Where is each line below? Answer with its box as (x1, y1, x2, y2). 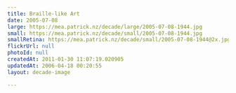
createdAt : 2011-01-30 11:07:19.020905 (7, 56, 124, 63)
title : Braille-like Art (7, 10, 80, 17)
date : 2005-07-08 (7, 17, 58, 24)
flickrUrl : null (7, 43, 55, 50)
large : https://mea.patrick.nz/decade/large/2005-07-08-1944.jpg (7, 23, 202, 30)
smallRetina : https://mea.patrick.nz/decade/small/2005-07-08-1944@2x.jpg (7, 36, 231, 43)
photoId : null (7, 50, 49, 57)
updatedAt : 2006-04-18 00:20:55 (7, 62, 102, 69)
